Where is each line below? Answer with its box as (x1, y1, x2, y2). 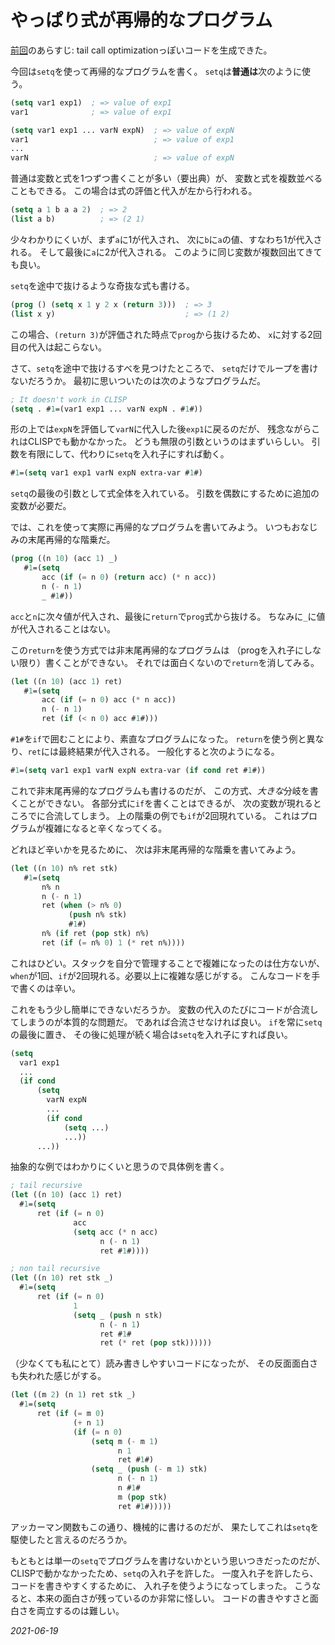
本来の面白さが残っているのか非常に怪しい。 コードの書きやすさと (36, 1592, 310, 1604)
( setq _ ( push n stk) (73, 1310, 163, 1320)
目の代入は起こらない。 (10, 341, 107, 353)
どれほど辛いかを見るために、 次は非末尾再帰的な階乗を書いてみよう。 (10, 843, 302, 855)
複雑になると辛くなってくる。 (44, 822, 168, 834)
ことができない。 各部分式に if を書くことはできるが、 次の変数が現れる (18, 797, 313, 809)
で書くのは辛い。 (10, 982, 81, 994)
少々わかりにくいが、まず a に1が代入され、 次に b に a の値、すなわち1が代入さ (10, 233, 323, 245)
